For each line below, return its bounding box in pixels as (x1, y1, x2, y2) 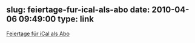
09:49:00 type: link (18, 14, 94, 24)
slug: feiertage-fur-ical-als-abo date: (6, 5, 150, 15)
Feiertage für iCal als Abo (6, 30, 70, 37)
